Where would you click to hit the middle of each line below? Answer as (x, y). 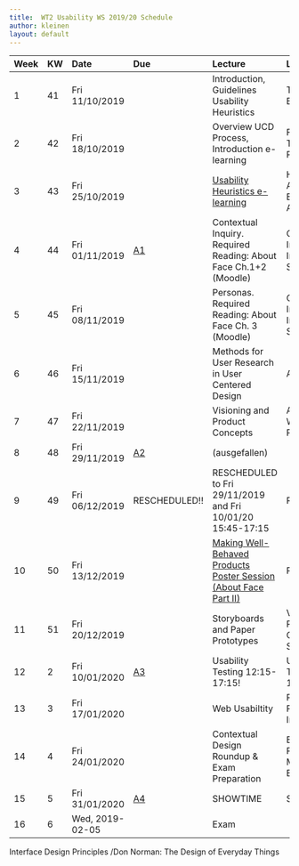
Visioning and (241, 410)
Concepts (233, 433)
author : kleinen (39, 26)
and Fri (227, 506)
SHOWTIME (237, 799)
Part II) (226, 599)
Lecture (229, 64)
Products (231, 565)
